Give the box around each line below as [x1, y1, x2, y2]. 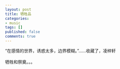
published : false [5, 29, 40, 34]
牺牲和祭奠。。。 [5, 59, 35, 65]
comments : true [5, 34, 36, 39]
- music [5, 20, 21, 26]
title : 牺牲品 [5, 12, 32, 16]
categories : [5, 16, 29, 21]
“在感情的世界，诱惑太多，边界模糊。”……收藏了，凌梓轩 [5, 48, 116, 54]
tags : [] [5, 25, 23, 30]
